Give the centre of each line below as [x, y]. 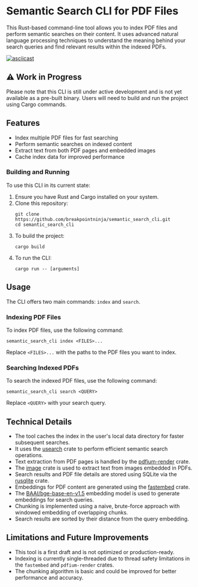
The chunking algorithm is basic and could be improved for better [96, 571]
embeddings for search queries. [54, 500]
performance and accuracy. [49, 577]
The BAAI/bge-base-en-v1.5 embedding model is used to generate [97, 494]
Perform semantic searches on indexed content [74, 144]
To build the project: [39, 235]
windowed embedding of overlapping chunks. [71, 513]
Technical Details [39, 421]
